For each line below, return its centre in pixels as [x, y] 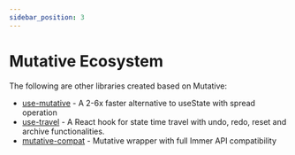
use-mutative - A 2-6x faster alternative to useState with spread [139, 103]
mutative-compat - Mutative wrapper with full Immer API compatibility [149, 140]
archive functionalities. [63, 131]
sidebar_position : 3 [47, 17]
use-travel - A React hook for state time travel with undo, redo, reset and [154, 121]
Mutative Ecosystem [86, 61]
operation [39, 112]
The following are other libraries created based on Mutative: [118, 86]
